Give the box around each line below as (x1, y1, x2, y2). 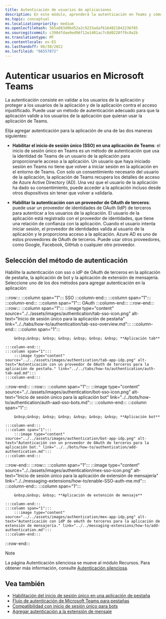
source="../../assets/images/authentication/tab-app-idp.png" (5, 358, 136, 363)
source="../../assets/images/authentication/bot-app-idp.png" (5, 436, 136, 441)
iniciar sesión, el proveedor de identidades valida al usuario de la (12, 226, 144, 232)
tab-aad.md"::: (5, 371, 37, 376)
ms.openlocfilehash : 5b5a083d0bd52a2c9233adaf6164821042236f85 (5, 26, 138, 31)
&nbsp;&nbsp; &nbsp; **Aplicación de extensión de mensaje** (14, 493, 142, 498)
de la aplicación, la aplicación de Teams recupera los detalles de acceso (12, 174, 160, 180)
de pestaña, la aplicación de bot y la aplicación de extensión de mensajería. (5, 275, 159, 281)
